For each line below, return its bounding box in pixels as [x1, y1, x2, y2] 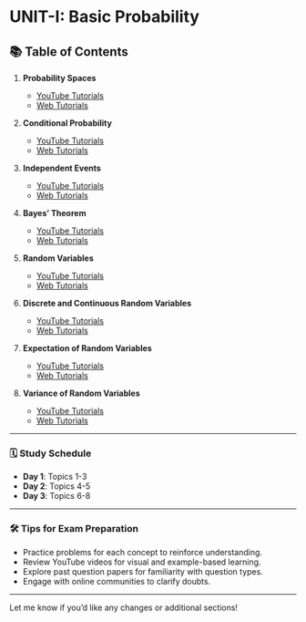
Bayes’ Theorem [22, 208, 87, 218]
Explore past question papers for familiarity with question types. [22, 565, 264, 576]
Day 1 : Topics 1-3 [22, 472, 87, 482]
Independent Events [22, 162, 102, 173]
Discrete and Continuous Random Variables [22, 298, 192, 308]
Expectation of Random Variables [22, 343, 152, 353]
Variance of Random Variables [22, 388, 141, 399]
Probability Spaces [22, 73, 97, 83]
